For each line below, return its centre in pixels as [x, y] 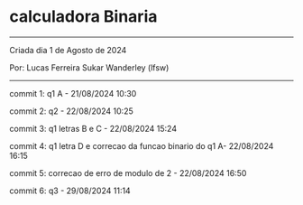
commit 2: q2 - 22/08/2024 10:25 [71, 111]
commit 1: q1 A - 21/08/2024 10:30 [73, 93]
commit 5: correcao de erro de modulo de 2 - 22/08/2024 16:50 [128, 172]
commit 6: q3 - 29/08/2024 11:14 [70, 191]
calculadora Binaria [83, 17]
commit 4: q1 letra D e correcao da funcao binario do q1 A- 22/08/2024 [142, 145]
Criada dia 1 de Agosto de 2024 [68, 50]
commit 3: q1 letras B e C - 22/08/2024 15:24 [93, 128]
